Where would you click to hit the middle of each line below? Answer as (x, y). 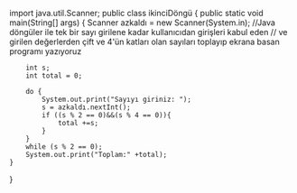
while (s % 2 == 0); (64, 147)
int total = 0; (54, 76)
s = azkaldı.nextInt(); (86, 107)
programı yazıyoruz (46, 51)
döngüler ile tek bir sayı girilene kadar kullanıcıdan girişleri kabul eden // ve (148, 32)
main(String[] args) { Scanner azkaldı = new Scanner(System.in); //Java (142, 23)
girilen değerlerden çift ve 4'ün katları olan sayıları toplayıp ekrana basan (144, 41)
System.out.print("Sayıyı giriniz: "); (117, 99)
